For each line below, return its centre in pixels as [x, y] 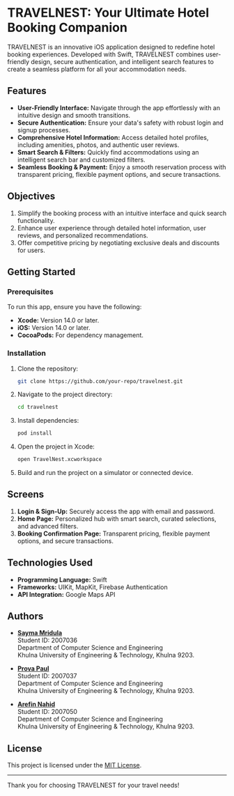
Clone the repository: [48, 368]
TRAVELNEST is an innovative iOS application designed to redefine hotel [111, 47]
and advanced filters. [48, 526]
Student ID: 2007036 [47, 640]
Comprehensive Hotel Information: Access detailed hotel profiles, [113, 137]
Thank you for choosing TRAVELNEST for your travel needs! [93, 786]
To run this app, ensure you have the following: [75, 307]
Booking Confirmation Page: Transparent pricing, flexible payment [114, 533]
